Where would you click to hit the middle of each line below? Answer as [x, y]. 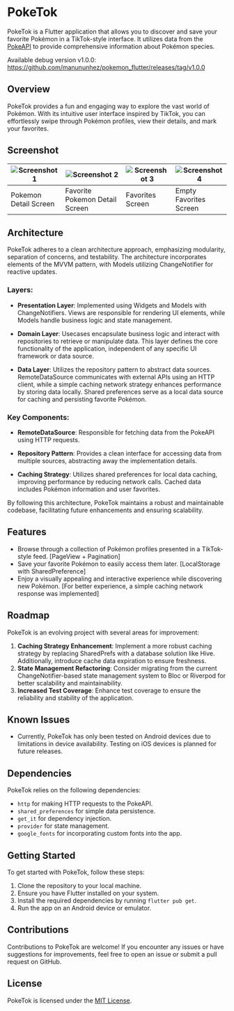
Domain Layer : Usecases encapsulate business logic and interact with [118, 333]
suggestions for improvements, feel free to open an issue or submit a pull [112, 954]
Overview [29, 89]
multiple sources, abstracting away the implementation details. [107, 460]
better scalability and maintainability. [70, 683]
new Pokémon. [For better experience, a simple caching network [110, 586]
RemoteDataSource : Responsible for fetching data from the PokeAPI [116, 432]
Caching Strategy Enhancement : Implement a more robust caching [115, 646]
